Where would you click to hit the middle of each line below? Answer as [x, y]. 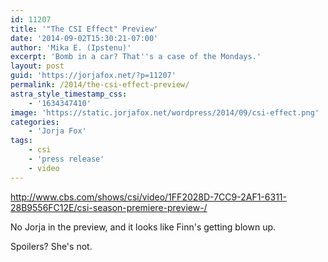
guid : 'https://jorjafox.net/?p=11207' [93, 76]
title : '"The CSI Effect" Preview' [84, 29]
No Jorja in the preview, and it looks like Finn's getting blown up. [143, 227]
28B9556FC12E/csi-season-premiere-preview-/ [109, 207]
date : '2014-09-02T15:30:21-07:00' [84, 38]
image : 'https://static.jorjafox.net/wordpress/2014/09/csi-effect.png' [165, 112]
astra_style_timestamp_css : [69, 94]
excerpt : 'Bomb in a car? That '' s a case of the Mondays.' [136, 57]
